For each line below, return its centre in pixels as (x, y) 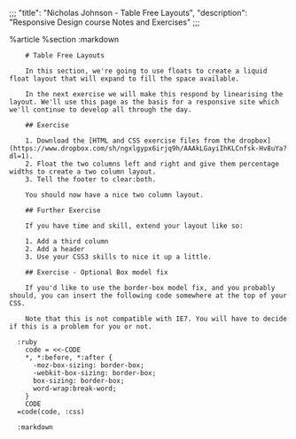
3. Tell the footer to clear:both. (91, 180)
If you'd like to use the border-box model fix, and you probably (150, 288)
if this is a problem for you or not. (81, 327)
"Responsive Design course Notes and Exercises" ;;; (105, 22)
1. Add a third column (67, 242)
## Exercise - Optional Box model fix (97, 273)
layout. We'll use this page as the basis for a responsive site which (144, 102)
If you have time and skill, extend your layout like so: (134, 226)
